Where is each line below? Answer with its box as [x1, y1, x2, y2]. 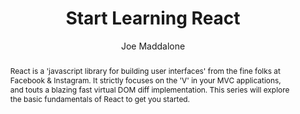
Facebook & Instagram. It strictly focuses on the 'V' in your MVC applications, [9, 75, 282, 86]
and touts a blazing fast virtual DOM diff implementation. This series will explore [9, 84, 290, 95]
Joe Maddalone [120, 40, 186, 52]
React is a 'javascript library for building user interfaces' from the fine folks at [9, 65, 281, 76]
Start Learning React [65, 7, 241, 30]
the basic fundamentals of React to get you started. [9, 93, 191, 104]
